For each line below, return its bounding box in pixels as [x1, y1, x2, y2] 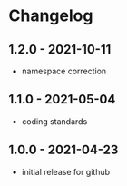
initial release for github [21, 166, 111, 177]
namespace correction [21, 65, 107, 76]
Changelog [8, 5, 93, 26]
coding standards [21, 115, 88, 127]
